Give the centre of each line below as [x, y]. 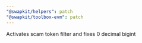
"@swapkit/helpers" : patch [40, 11]
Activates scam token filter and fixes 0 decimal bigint [71, 34]
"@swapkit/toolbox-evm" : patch [45, 17]
